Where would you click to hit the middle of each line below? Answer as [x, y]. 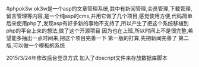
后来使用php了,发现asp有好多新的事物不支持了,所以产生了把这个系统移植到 [97, 23]
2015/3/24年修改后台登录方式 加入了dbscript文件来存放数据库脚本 [87, 58]
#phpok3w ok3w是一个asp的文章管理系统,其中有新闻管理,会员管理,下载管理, [99, 9]
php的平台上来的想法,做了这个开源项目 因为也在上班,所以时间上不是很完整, [97, 31]
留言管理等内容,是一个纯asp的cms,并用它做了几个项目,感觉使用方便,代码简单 [99, 16]
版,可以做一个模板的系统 [36, 45]
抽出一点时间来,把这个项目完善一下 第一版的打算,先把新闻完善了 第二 [105, 38]
